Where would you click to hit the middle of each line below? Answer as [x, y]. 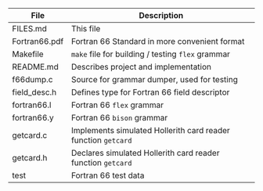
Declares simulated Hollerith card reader [145, 153]
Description [161, 15]
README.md [35, 67]
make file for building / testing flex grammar [151, 54]
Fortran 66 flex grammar [117, 105]
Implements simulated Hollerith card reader [151, 130]
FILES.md [29, 29]
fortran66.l [32, 105]
